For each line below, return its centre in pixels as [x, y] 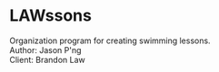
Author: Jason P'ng [45, 49]
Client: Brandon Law [47, 59]
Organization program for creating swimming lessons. [110, 40]
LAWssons [51, 16]
